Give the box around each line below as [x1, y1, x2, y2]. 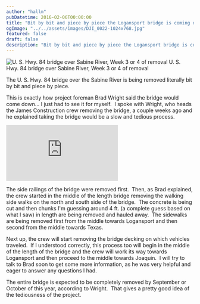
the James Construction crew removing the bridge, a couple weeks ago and [6, 107, 192, 114]
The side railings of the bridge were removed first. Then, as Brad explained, [6, 185, 193, 193]
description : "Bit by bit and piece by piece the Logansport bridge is [6, 42, 187, 48]
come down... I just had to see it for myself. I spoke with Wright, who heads [6, 100, 192, 107]
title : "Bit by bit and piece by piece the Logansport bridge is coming [6, 20, 190, 26]
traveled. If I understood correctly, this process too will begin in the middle [6, 241, 190, 249]
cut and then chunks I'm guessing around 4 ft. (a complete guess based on [6, 204, 190, 212]
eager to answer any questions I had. [6, 266, 97, 274]
